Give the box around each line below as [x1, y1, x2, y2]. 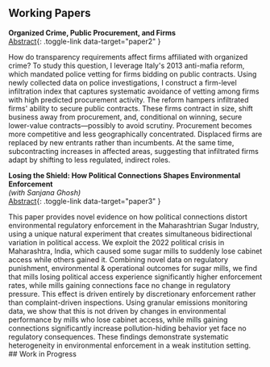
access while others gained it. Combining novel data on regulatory [8, 254, 228, 265]
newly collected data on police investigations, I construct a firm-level [8, 77, 238, 87]
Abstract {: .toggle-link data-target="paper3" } [8, 196, 161, 206]
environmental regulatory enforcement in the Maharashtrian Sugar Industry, [8, 220, 260, 230]
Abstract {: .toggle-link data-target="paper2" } [8, 36, 161, 46]
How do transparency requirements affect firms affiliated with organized [8, 52, 248, 61]
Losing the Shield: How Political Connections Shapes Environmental [8, 170, 241, 180]
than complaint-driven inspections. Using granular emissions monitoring [8, 298, 248, 307]
